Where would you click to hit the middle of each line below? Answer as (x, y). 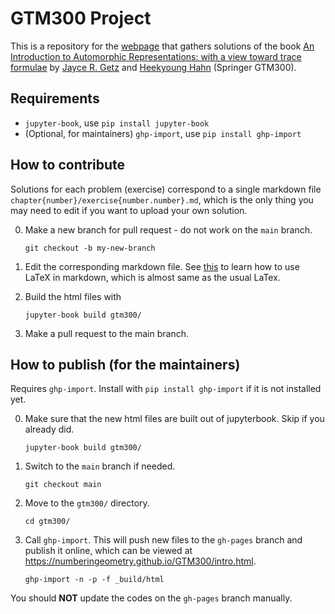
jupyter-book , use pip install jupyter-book (117, 123)
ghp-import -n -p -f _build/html (94, 580)
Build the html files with (73, 296)
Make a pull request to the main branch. (107, 333)
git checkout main (63, 485)
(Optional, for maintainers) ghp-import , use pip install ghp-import (163, 133)
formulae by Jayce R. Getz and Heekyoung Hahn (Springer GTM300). (153, 67)
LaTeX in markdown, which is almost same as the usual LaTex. (152, 277)
